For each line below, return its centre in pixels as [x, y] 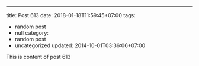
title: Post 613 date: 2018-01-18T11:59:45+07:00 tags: [71, 15]
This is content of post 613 [38, 57]
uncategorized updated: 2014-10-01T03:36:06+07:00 [80, 45]
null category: [32, 33]
